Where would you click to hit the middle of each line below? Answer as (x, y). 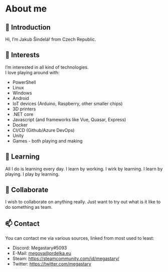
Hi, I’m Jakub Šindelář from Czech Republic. (51, 39)
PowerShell (24, 82)
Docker (20, 125)
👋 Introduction (28, 27)
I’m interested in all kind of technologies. (47, 67)
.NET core (23, 114)
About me (26, 9)
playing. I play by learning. (32, 174)
